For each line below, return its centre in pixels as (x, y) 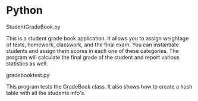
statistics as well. (27, 64)
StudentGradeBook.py (33, 27)
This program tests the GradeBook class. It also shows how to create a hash (99, 86)
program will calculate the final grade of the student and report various (93, 57)
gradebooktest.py (28, 75)
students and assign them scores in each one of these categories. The (93, 50)
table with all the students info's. (46, 93)
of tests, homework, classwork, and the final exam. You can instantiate (93, 45)
